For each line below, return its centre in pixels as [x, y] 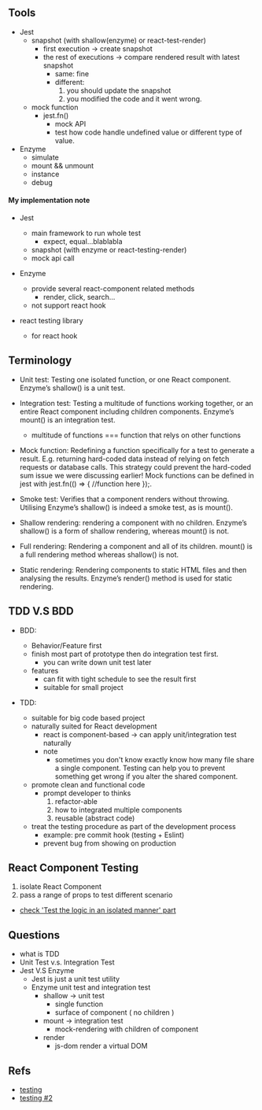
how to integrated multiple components [118, 809]
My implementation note [49, 201]
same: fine [72, 73]
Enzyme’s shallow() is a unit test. [72, 388]
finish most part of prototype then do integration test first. [125, 654]
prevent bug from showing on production [110, 843]
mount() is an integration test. [67, 419]
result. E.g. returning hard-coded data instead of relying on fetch [124, 459]
